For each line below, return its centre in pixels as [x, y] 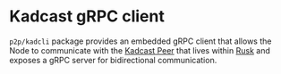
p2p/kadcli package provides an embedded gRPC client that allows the [140, 41]
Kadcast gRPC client [87, 16]
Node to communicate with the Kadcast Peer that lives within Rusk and [140, 50]
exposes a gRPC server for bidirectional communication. [113, 60]
